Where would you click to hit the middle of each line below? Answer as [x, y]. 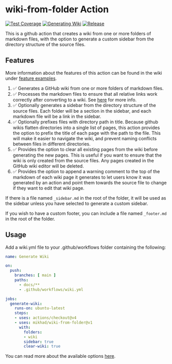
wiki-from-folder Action [57, 9]
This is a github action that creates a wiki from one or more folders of [78, 33]
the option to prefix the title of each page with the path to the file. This [87, 133]
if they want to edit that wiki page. [48, 188]
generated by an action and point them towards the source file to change [90, 182]
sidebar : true [39, 341]
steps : [21, 313]
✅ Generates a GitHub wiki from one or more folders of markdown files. [88, 88]
